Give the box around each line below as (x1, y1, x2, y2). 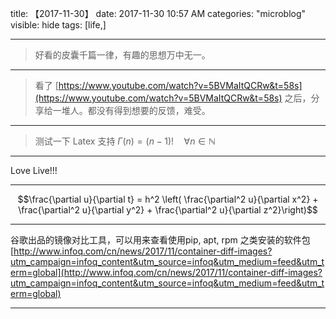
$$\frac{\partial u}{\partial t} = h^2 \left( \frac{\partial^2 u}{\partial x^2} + (17, 193, 319, 205)
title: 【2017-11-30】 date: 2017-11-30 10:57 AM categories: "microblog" (10, 8, 307, 19)
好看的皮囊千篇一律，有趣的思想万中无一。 (34, 49, 211, 61)
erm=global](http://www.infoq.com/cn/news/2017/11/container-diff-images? (10, 267, 323, 278)
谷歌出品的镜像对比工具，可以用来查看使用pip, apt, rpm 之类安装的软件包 (10, 234, 311, 246)
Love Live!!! (10, 165, 58, 176)
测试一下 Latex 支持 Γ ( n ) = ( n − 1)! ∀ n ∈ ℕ (34, 135, 216, 147)
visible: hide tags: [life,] (10, 19, 107, 31)
